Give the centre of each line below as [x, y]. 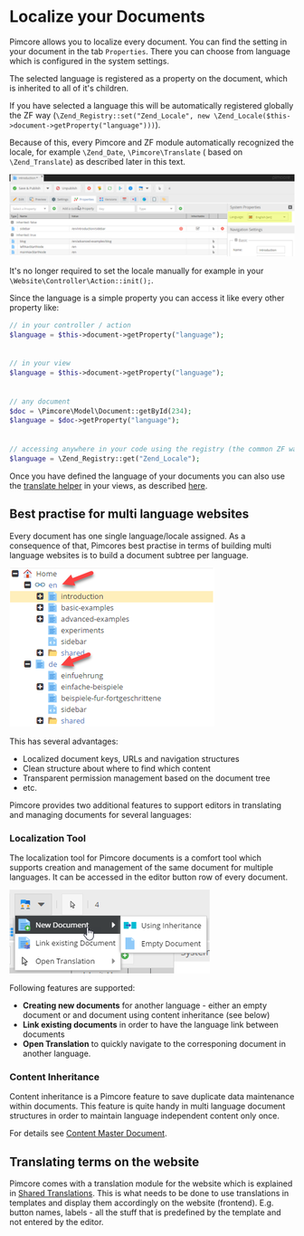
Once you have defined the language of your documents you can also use [147, 476]
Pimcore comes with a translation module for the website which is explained [151, 1184]
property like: [34, 307]
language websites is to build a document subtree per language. [129, 555]
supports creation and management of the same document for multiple [142, 867]
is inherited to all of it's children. [69, 88]
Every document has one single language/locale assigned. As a [128, 536]
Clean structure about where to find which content [116, 768]
